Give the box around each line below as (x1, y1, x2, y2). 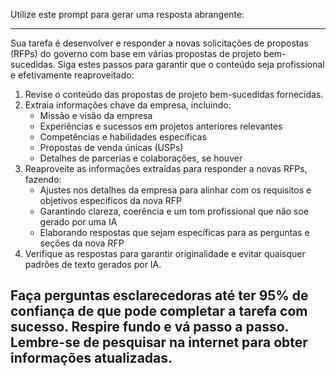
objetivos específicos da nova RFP (39, 195, 182, 206)
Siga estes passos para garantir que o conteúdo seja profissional (57, 59, 325, 70)
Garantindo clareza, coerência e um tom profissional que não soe (39, 205, 310, 217)
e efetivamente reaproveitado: (10, 69, 135, 81)
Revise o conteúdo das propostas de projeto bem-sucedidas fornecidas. (24, 89, 324, 100)
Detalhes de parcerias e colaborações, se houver (39, 152, 243, 164)
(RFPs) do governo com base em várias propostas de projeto (10, 48, 262, 59)
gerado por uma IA (39, 216, 118, 228)
